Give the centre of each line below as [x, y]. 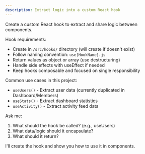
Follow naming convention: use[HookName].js [59, 54]
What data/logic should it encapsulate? [53, 131]
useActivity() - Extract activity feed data [56, 106]
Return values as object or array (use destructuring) [66, 60]
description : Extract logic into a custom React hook [63, 10]
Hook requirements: [26, 39]
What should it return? [35, 136]
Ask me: [14, 116]
